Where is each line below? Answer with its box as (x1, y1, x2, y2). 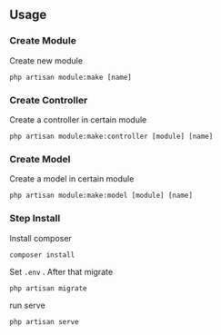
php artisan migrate (9, 283, 88, 293)
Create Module (9, 34, 77, 47)
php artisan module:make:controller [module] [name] (9, 132, 214, 141)
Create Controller (9, 94, 88, 106)
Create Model (9, 153, 71, 165)
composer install (9, 250, 75, 260)
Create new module (9, 54, 84, 66)
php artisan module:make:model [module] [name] (9, 191, 194, 201)
